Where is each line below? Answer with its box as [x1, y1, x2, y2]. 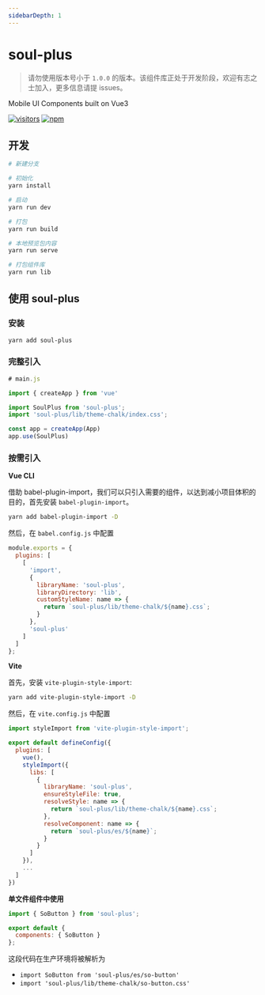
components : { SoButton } [15, 931, 101, 940]
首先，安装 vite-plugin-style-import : [8, 678, 132, 687]
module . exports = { [8, 544, 73, 552]
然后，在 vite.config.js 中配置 [8, 709, 111, 718]
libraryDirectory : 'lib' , [36, 588, 123, 596]
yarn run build [8, 225, 59, 233]
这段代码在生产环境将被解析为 [8, 954, 105, 963]
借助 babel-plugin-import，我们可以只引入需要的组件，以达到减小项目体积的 [8, 487, 256, 497]
